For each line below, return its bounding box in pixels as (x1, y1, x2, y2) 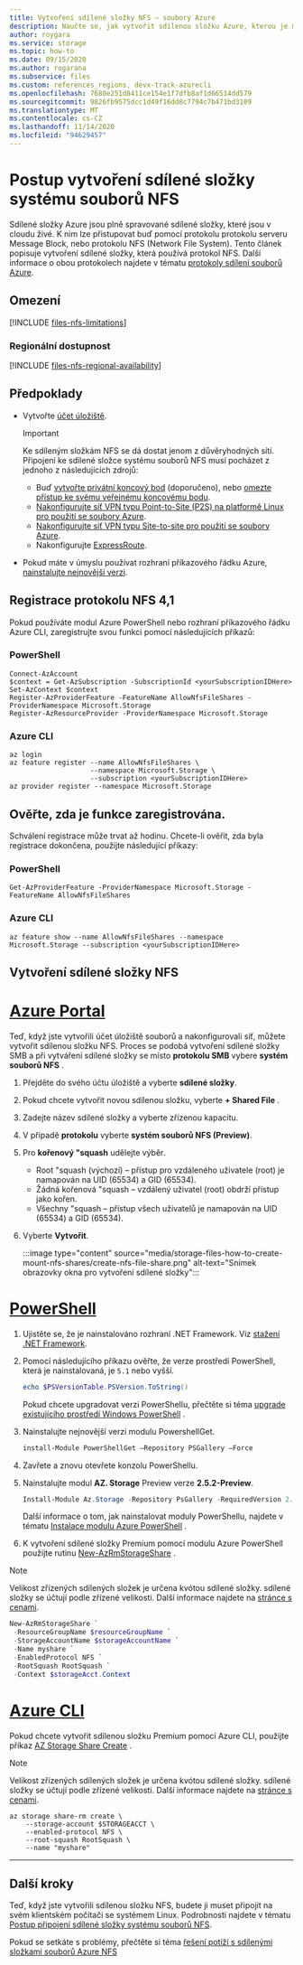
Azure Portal (9, 1001, 106, 1022)
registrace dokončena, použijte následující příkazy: (9, 839, 198, 850)
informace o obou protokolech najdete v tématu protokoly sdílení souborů (9, 257, 282, 267)
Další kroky (9, 1876, 74, 1891)
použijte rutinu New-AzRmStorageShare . (22, 1548, 176, 1558)
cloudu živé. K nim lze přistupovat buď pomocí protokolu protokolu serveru (9, 228, 288, 239)
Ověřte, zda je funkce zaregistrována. (9, 806, 226, 822)
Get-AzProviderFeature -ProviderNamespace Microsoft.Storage (9, 883, 244, 893)
